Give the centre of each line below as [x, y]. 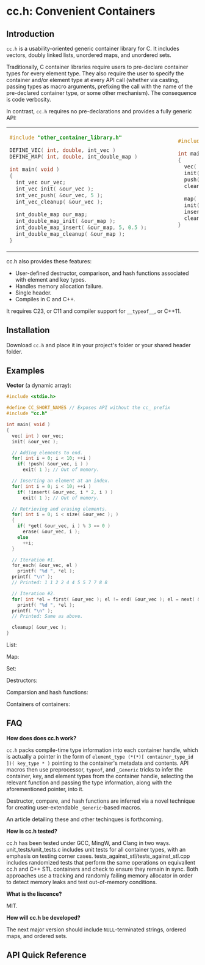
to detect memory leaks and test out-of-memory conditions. [82, 882]
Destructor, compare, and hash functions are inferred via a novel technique [101, 801]
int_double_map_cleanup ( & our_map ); [70, 234]
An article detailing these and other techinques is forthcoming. [85, 819]
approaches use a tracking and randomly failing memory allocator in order [100, 875]
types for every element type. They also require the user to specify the [95, 73]
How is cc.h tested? [32, 831]
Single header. [33, 293]
